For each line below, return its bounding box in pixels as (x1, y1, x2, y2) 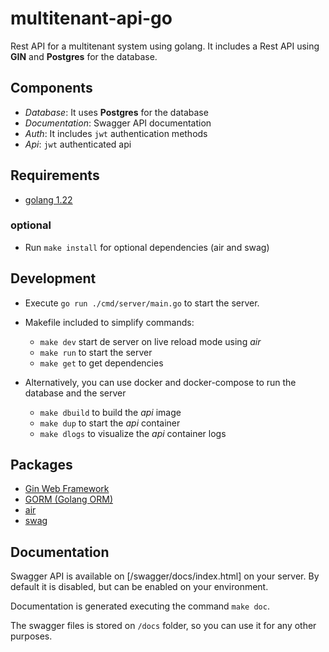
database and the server (24, 387, 127, 399)
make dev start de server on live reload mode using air (39, 335, 262, 347)
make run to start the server (39, 346, 153, 358)
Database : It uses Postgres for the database (24, 106, 209, 118)
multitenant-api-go (10, 7, 173, 30)
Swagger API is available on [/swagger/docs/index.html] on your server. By (10, 570, 320, 582)
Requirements (10, 167, 100, 184)
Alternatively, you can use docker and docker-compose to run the (24, 376, 297, 388)
